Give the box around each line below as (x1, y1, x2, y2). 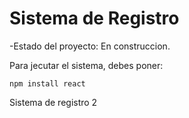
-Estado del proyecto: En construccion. (9, 40, 171, 52)
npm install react (9, 78, 86, 89)
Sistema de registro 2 (9, 96, 98, 108)
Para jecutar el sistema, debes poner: (9, 59, 164, 71)
